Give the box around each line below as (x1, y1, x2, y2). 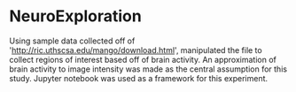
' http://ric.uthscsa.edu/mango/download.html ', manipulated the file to (9, 44, 263, 55)
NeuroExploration (9, 6, 142, 27)
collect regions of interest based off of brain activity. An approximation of (9, 54, 277, 65)
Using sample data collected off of (9, 35, 136, 46)
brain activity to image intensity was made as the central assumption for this (9, 64, 288, 74)
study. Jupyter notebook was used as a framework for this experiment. (9, 73, 269, 83)
